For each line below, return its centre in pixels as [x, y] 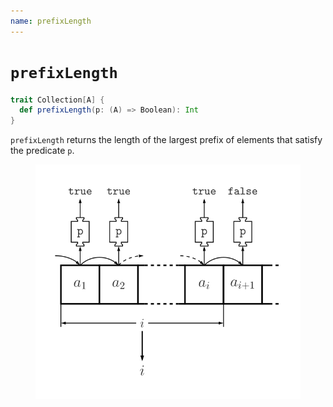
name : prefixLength [51, 21]
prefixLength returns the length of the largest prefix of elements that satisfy [166, 140]
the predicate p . [42, 151]
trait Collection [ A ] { [57, 100]
